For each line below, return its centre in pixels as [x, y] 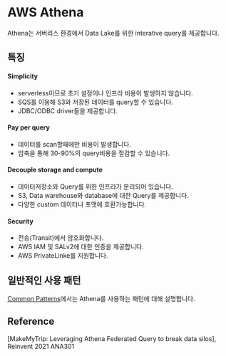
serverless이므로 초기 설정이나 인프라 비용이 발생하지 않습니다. [106, 93]
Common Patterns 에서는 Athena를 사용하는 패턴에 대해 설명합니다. [101, 298]
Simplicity [23, 76]
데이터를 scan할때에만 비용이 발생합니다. [75, 144]
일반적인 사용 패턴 [44, 280]
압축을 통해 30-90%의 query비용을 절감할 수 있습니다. [93, 153]
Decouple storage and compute [55, 170]
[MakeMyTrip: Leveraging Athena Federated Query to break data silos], [112, 338]
